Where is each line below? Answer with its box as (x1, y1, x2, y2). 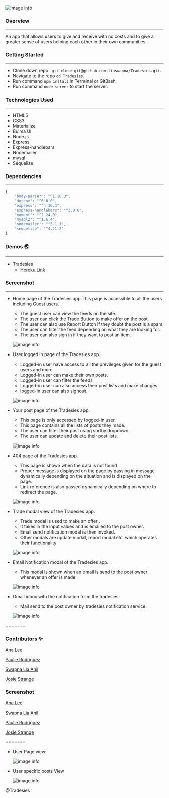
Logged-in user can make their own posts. (20, 372, 108, 378)
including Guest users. (12, 301, 59, 307)
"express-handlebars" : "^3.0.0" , (14, 208, 84, 213)
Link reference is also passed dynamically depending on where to (20, 483, 157, 490)
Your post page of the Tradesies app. (12, 407, 90, 413)
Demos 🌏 (5, 243, 30, 250)
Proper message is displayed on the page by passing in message (20, 468, 155, 474)
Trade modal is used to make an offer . (20, 518, 100, 524)
